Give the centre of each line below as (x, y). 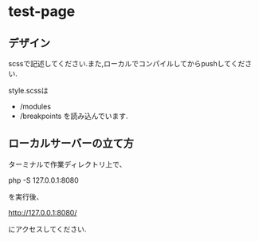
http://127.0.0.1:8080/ (43, 212)
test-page (42, 12)
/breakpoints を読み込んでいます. (74, 116)
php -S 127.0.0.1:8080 (43, 180)
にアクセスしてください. (47, 229)
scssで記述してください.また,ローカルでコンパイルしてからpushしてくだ (127, 63)
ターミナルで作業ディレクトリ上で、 (67, 164)
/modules (35, 107)
